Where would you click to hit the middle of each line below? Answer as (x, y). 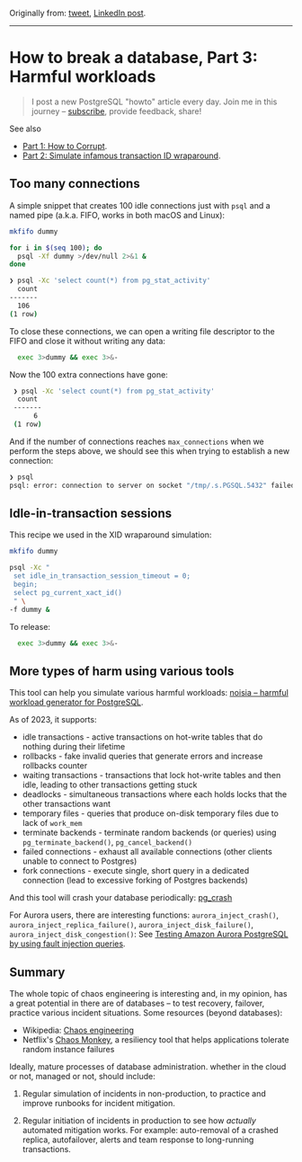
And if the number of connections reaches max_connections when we (137, 441)
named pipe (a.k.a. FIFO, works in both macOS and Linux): (117, 215)
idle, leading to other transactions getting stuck (110, 785)
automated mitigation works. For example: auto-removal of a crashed (150, 1131)
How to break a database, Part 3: (133, 58)
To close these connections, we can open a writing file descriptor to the (142, 331)
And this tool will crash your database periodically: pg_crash (121, 898)
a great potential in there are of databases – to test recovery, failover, (137, 1003)
